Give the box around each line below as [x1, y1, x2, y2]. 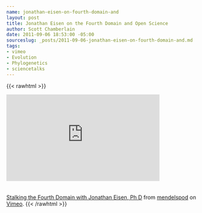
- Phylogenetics [6, 60, 48, 66]
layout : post [6, 15, 40, 21]
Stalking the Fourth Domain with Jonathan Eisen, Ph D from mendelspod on [6, 193, 196, 201]
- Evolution [6, 54, 37, 60]
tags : [6, 43, 20, 49]
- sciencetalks [6, 65, 45, 72]
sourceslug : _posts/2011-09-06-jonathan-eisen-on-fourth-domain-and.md [6, 37, 193, 43]
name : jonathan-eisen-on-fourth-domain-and [6, 9, 119, 15]
